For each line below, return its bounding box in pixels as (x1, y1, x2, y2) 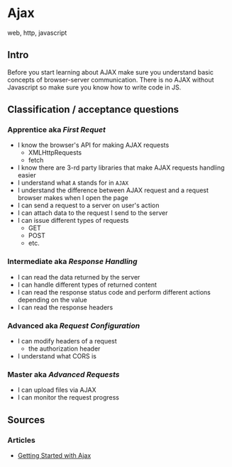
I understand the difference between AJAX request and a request (17, 186, 209, 194)
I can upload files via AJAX (17, 385, 96, 395)
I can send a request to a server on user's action (17, 201, 160, 210)
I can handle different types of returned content (17, 280, 158, 289)
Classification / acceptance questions (7, 104, 179, 116)
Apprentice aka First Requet (7, 125, 106, 135)
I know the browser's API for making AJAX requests (17, 141, 170, 150)
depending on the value (17, 295, 87, 304)
